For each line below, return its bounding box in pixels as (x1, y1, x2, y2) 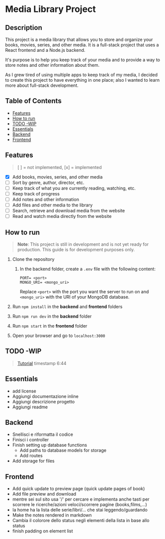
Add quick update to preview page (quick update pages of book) (12, 486, 145, 492)
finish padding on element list (12, 528, 73, 534)
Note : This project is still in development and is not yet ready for (17, 241, 149, 247)
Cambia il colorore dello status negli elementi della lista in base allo (12, 518, 150, 524)
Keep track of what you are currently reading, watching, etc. (12, 185, 136, 191)
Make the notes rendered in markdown (12, 512, 92, 518)
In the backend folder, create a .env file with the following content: (19, 266, 156, 272)
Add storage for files (12, 458, 55, 464)
